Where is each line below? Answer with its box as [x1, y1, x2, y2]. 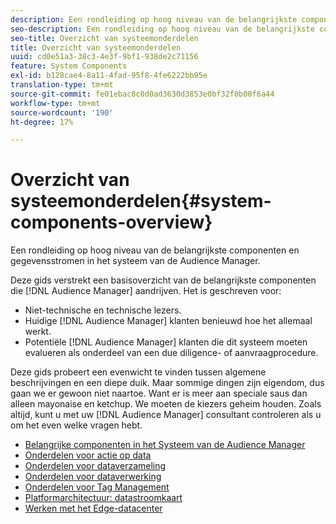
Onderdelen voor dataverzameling [24, 460, 167, 472]
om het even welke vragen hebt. [10, 419, 143, 431]
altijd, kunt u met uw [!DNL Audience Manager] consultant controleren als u [10, 409, 322, 421]
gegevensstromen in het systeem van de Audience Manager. [10, 255, 261, 267]
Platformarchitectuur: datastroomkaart [24, 492, 183, 504]
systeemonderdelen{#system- [10, 190, 272, 213]
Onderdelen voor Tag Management [24, 481, 170, 493]
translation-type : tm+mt [10, 80, 114, 90]
